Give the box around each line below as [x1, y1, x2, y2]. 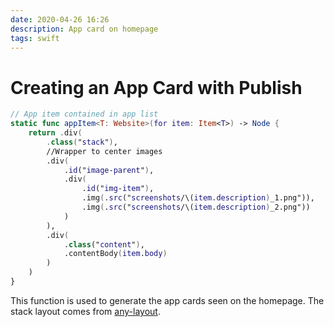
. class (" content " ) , [63, 239, 145, 250]
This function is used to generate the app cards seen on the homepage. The [10, 294, 325, 306]
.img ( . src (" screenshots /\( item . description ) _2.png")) [81, 202, 311, 213]
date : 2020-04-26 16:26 [10, 14, 110, 25]
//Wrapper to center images [46, 146, 163, 156]
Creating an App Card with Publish [10, 76, 303, 99]
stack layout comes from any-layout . [10, 305, 161, 317]
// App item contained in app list [10, 109, 159, 120]
